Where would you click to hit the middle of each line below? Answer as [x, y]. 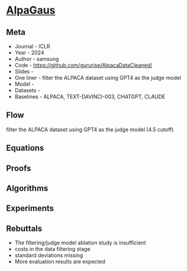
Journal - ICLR [32, 46]
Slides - [24, 71]
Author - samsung [37, 59]
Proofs [19, 168]
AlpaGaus [31, 10]
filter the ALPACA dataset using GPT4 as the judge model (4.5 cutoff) [90, 129]
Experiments [30, 209]
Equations [25, 148]
